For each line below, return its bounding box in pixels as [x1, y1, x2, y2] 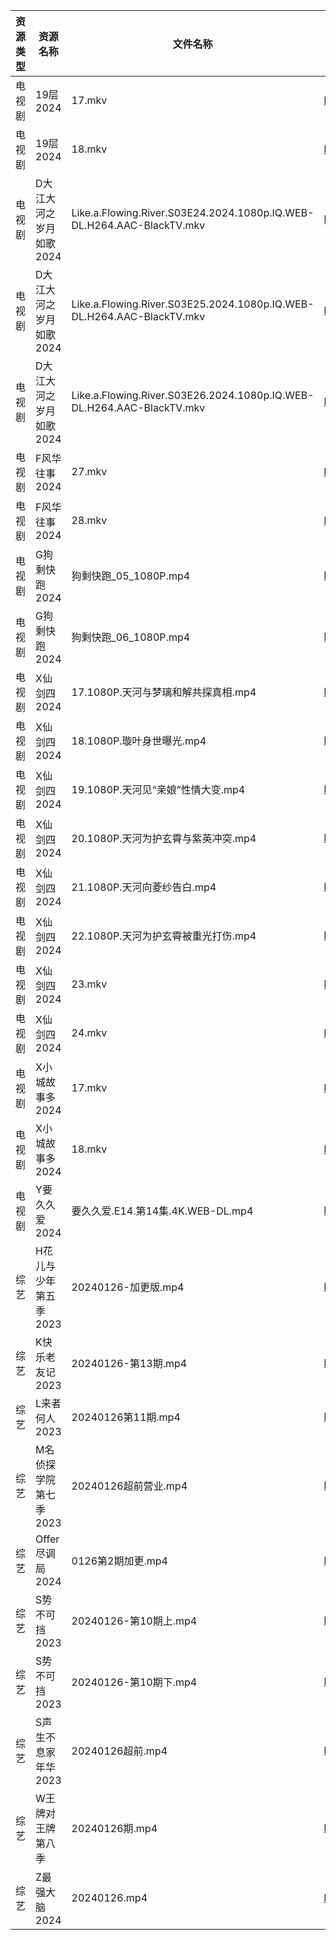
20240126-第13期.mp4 [71, 1357, 188, 1370]
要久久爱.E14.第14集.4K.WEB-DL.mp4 [71, 1204, 254, 1218]
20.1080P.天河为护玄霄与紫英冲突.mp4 [71, 832, 257, 845]
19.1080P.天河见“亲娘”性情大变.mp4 [71, 783, 246, 796]
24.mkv [71, 1026, 108, 1039]
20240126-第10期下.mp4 [71, 1675, 198, 1689]
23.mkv [71, 977, 108, 991]
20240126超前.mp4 [71, 1744, 168, 1758]
